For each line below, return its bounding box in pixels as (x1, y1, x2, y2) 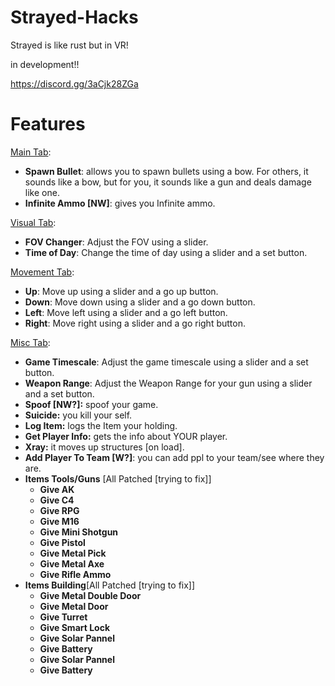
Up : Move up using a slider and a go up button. (24, 285, 219, 297)
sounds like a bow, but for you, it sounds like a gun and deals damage (24, 176, 312, 188)
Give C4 (39, 494, 75, 506)
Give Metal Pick (39, 547, 107, 559)
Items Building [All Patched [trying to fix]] (24, 579, 196, 591)
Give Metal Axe (39, 557, 105, 570)
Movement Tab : (10, 266, 75, 278)
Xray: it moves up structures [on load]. (24, 441, 185, 453)
